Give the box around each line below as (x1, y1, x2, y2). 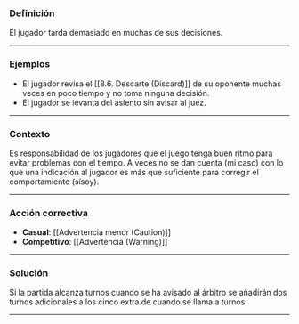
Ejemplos (9, 58, 51, 70)
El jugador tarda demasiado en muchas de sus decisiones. (9, 28, 223, 38)
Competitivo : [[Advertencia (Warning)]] (21, 237, 168, 247)
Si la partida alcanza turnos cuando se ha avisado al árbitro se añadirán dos (9, 288, 287, 298)
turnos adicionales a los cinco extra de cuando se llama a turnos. (9, 296, 247, 307)
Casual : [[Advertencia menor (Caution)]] (21, 227, 172, 238)
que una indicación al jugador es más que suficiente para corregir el (9, 166, 260, 177)
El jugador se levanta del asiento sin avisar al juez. (21, 97, 206, 108)
